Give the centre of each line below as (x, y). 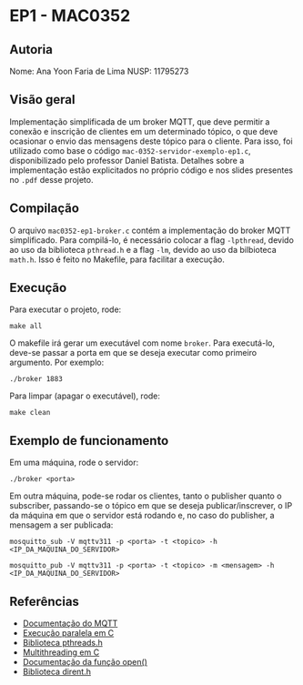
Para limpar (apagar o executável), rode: (85, 396)
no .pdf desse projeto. (51, 179)
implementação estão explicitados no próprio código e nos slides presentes (151, 170)
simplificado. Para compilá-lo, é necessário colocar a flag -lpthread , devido (151, 240)
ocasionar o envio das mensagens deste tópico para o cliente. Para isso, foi (151, 141)
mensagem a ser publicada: (61, 525)
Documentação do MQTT (70, 623)
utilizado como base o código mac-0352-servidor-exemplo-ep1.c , (131, 150)
